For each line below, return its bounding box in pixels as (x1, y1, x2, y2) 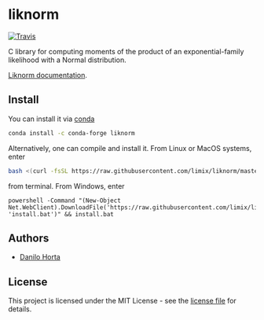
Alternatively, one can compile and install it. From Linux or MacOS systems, (8, 143, 252, 153)
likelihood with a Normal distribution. (8, 55, 127, 64)
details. (8, 304, 32, 314)
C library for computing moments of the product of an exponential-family (8, 46, 244, 56)
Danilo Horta (19, 252, 60, 262)
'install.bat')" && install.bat (8, 210, 114, 218)
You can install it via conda (8, 114, 95, 123)
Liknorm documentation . (8, 70, 88, 79)
